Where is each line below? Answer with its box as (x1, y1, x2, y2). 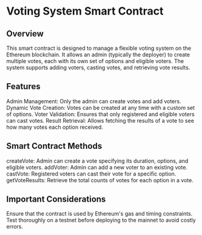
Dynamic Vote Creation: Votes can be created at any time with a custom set (6, 104, 195, 111)
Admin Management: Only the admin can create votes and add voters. (6, 97, 181, 104)
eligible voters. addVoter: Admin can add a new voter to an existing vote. (6, 163, 188, 171)
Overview (6, 29, 44, 39)
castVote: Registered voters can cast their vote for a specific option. (6, 170, 177, 177)
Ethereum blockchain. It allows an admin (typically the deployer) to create (6, 51, 190, 58)
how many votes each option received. (6, 123, 103, 131)
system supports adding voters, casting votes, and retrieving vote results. (6, 64, 190, 71)
